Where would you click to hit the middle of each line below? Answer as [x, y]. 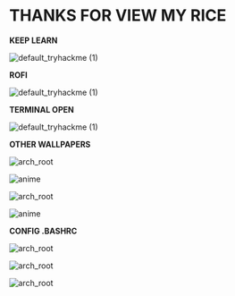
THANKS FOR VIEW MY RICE [118, 16]
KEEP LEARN [34, 40]
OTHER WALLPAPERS [50, 144]
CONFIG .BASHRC [43, 231]
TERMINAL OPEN [42, 109]
